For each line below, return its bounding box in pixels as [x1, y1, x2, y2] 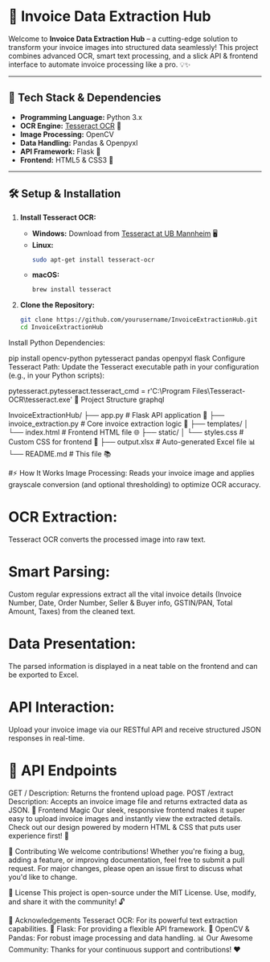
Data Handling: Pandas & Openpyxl [19, 138, 138, 147]
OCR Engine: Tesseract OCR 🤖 [19, 121, 122, 130]
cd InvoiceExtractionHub [19, 324, 104, 332]
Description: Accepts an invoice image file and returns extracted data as [8, 796, 247, 806]
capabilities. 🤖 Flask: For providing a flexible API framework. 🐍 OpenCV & [8, 923, 251, 933]
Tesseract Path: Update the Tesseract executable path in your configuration [8, 362, 260, 372]
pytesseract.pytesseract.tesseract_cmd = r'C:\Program [8, 386, 191, 396]
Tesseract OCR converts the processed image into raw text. [8, 535, 207, 544]
